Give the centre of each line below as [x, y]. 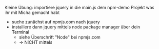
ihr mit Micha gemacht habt [32, 12]
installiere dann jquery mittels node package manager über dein [76, 27]
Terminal [20, 32]
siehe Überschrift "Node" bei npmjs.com [60, 37]
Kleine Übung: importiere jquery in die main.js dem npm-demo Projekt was [79, 7]
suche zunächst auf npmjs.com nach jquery [56, 22]
